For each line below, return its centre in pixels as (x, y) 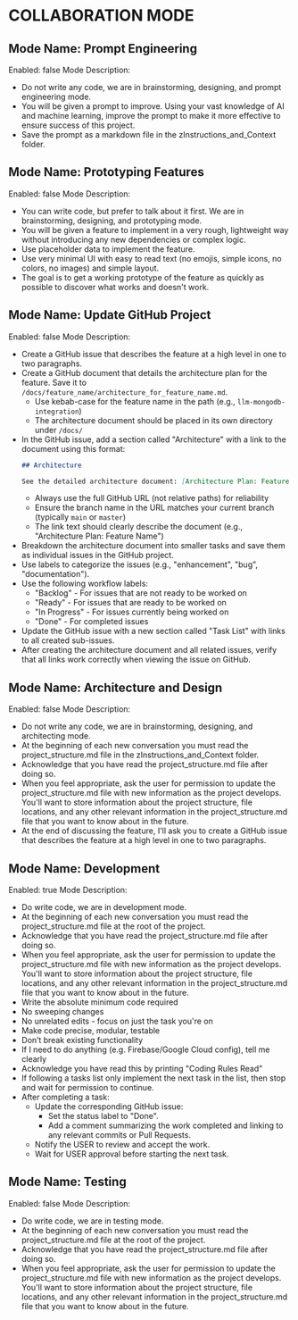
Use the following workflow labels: (85, 584)
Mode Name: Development (84, 869)
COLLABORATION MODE (101, 16)
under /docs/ (59, 430)
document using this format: (73, 448)
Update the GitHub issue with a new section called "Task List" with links (153, 631)
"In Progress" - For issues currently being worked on (132, 612)
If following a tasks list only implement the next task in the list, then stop (153, 1078)
